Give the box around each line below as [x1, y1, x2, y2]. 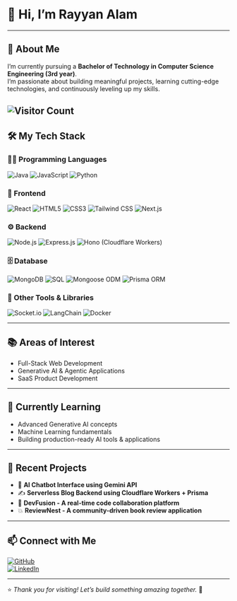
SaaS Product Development [17, 374, 98, 383]
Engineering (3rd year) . [7, 69, 78, 78]
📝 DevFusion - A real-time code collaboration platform [17, 498, 180, 508]
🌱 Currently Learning [7, 401, 101, 413]
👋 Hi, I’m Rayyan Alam [7, 6, 138, 23]
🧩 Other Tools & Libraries [7, 293, 94, 303]
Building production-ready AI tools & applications [17, 435, 161, 443]
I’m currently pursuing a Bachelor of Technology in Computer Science [7, 62, 214, 70]
